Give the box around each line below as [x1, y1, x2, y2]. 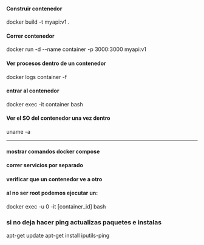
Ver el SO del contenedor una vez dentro [6, 114, 110, 122]
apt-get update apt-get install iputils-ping [6, 232, 110, 240]
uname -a [6, 128, 31, 136]
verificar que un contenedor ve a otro [6, 175, 103, 182]
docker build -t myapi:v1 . [6, 18, 70, 26]
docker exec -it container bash [6, 100, 83, 108]
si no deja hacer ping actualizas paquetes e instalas [6, 218, 162, 226]
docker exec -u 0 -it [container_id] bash [6, 203, 106, 210]
